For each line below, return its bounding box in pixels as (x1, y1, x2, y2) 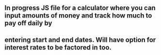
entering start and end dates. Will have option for (4, 36, 156, 44)
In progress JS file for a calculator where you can (4, 4, 156, 12)
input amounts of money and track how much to (4, 12, 152, 20)
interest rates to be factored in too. (4, 43, 112, 52)
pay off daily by (4, 19, 52, 27)
